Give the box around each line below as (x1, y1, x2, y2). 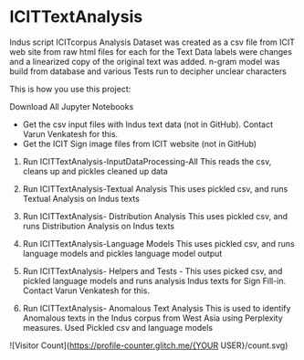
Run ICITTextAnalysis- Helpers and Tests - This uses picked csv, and (22, 265, 283, 276)
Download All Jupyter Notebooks (9, 101, 134, 111)
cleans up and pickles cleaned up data (22, 165, 169, 176)
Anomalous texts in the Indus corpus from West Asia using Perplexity (22, 312, 283, 323)
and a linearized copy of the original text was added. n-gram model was (9, 56, 280, 67)
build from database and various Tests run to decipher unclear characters (9, 66, 288, 77)
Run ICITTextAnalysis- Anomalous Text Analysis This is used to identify (22, 302, 291, 313)
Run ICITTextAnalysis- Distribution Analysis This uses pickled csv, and (22, 210, 288, 221)
